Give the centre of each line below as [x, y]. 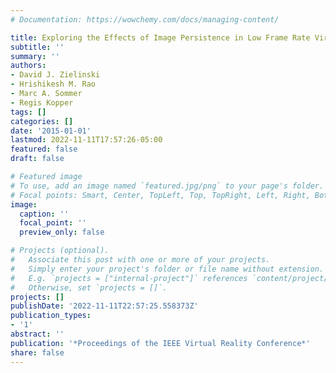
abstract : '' [37, 334]
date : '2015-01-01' [51, 131]
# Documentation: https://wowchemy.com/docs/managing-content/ [145, 19]
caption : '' [44, 214]
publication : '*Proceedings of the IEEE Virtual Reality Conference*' [160, 343]
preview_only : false [62, 232]
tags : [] [28, 112]
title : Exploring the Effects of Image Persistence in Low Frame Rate [160, 37]
